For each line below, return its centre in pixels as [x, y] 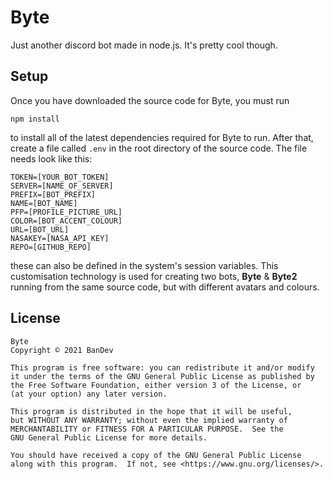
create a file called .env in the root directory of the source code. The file [159, 148]
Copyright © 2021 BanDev [62, 350]
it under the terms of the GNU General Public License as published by [162, 376]
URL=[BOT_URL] [40, 229]
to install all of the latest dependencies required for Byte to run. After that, [162, 137]
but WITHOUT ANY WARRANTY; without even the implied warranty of [149, 420]
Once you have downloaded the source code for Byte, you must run [150, 100]
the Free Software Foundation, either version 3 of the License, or [156, 385]
